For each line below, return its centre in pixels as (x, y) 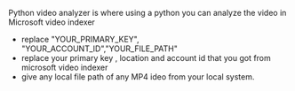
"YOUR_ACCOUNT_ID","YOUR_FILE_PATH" (100, 49)
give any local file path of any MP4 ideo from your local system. (138, 77)
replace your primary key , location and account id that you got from (146, 58)
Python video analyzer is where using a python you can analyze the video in (147, 13)
